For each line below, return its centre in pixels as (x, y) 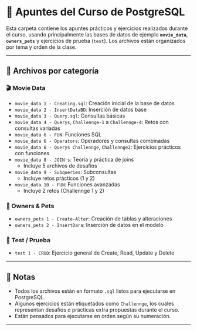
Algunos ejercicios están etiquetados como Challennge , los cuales (94, 304)
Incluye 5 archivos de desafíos (60, 165)
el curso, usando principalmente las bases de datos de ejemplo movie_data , (97, 34)
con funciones (32, 153)
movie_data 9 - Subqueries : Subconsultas (65, 172)
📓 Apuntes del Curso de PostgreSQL (96, 12)
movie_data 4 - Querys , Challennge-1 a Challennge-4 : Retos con (91, 122)
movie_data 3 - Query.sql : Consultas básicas (70, 116)
